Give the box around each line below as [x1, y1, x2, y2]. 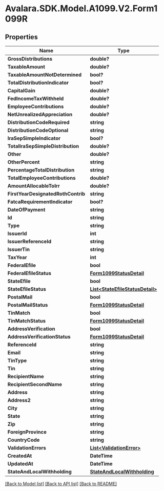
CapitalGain [7, 87, 36, 94]
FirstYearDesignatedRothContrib [7, 191, 85, 197]
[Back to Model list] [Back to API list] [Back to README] [5, 481, 117, 487]
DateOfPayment [7, 206, 45, 213]
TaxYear [7, 254, 27, 260]
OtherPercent [7, 159, 40, 165]
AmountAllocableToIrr [7, 183, 60, 189]
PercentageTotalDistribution [7, 167, 75, 173]
